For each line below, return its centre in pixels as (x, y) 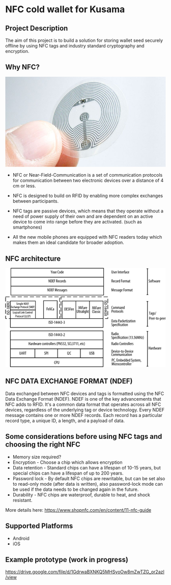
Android (21, 538)
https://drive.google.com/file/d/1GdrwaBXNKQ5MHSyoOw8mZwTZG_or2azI (85, 572)
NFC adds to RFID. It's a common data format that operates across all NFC (83, 404)
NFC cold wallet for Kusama (65, 9)
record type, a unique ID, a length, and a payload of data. (65, 421)
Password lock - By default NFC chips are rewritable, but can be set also (89, 478)
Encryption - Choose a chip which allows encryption (68, 462)
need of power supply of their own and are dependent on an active (83, 216)
